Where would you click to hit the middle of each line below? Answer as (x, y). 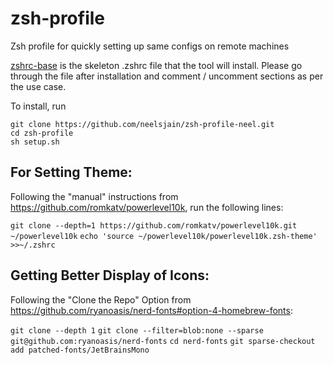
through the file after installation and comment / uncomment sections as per (167, 76)
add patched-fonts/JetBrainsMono (80, 350)
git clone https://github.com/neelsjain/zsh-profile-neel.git (142, 124)
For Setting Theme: (71, 172)
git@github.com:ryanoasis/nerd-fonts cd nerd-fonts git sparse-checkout (163, 341)
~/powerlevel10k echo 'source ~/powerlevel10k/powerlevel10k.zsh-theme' (164, 236)
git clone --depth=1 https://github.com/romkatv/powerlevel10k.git (154, 225)
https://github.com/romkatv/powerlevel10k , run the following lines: (147, 207)
